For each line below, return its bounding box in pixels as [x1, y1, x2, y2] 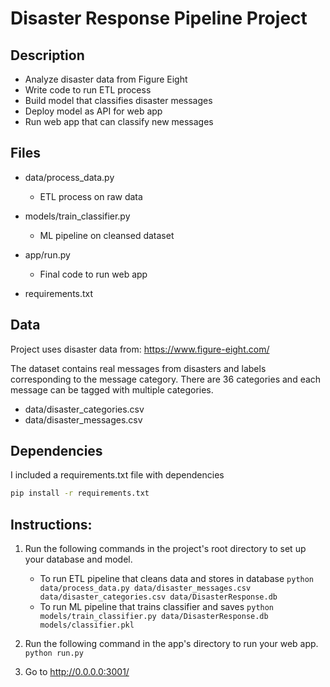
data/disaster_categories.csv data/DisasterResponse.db [39, 592, 278, 602]
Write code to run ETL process [24, 84, 152, 96]
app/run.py [24, 248, 71, 261]
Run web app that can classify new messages [24, 116, 214, 127]
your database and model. [24, 553, 133, 566]
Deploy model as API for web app [24, 105, 163, 117]
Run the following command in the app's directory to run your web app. [24, 638, 319, 650]
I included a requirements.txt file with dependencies [10, 469, 225, 481]
